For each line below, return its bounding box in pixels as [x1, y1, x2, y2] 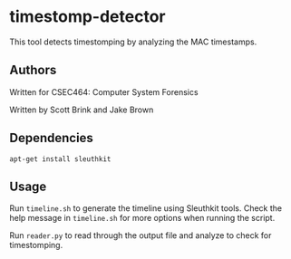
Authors [9, 62, 57, 78]
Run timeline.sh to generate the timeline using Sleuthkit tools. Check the [9, 203, 283, 214]
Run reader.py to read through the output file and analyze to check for [9, 230, 272, 241]
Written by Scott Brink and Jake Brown [9, 104, 154, 115]
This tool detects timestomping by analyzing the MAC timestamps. [9, 36, 257, 47]
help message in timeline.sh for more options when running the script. [9, 213, 276, 224]
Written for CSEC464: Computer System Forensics [9, 86, 199, 97]
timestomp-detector [9, 6, 166, 27]
